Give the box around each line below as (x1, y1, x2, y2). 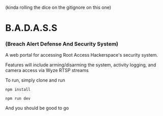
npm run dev (5, 96, 31, 101)
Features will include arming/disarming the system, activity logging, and (5, 62, 156, 68)
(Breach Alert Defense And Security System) (5, 40, 119, 48)
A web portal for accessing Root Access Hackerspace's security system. (5, 52, 158, 58)
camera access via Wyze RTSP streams (5, 67, 89, 74)
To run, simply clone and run (5, 77, 65, 83)
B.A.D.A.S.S (5, 22, 58, 34)
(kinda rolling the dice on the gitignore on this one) (5, 5, 112, 10)
